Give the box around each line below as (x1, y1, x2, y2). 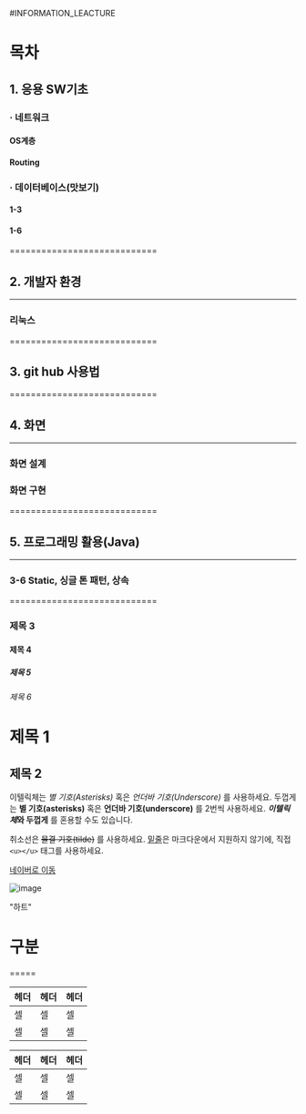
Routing (9, 157, 40, 168)
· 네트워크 (9, 111, 50, 124)
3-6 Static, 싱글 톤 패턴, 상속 (9, 574, 129, 587)
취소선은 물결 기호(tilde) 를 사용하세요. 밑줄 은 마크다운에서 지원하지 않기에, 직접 (9, 833, 291, 844)
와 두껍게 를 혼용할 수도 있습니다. (16, 814, 134, 825)
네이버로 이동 (9, 864, 56, 875)
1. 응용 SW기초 (9, 81, 89, 97)
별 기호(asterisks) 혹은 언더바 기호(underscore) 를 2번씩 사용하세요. (18, 802, 267, 813)
